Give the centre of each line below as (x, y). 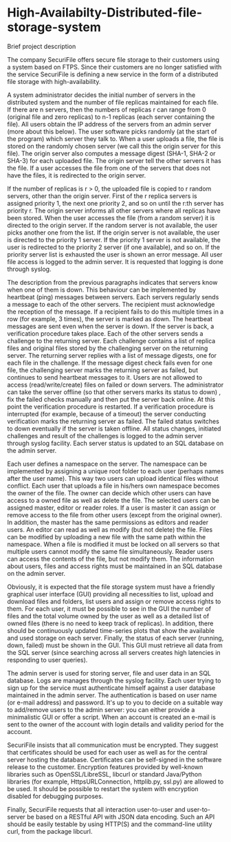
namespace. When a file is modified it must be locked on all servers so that (113, 544)
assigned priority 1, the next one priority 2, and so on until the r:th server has (115, 203)
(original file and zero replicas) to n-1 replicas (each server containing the (111, 117)
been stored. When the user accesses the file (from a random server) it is (111, 217)
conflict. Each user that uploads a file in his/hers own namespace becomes (113, 486)
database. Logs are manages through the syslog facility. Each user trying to (114, 680)
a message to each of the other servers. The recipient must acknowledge (111, 304)
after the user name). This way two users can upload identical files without (113, 478)
